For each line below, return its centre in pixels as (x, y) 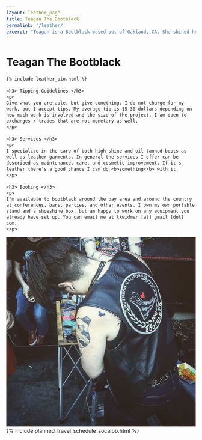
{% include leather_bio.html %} (47, 79)
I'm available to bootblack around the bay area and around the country (99, 199)
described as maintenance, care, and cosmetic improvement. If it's (94, 163)
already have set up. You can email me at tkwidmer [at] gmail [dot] (95, 217)
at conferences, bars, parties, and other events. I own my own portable (101, 205)
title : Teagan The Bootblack (43, 19)
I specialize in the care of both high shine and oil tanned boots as (96, 151)
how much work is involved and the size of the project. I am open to (96, 115)
